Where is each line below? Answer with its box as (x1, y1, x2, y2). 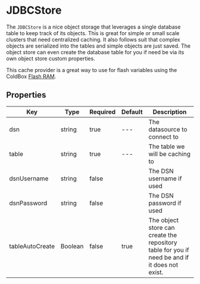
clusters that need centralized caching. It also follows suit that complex (6, 36, 180, 43)
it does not (148, 260, 179, 269)
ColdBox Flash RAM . (6, 73, 57, 80)
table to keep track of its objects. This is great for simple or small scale (6, 29, 180, 36)
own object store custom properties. (6, 55, 95, 62)
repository (148, 238, 177, 246)
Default (121, 108, 143, 116)
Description (152, 108, 187, 116)
